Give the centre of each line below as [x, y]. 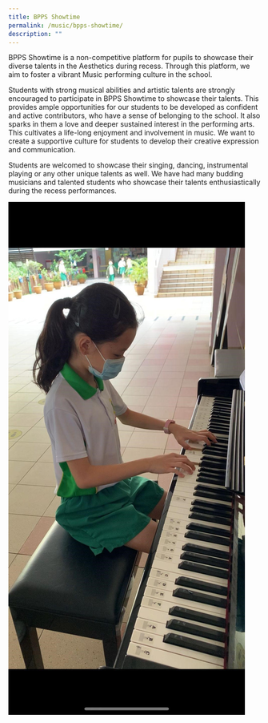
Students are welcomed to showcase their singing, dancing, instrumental [128, 165]
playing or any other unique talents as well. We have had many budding [126, 174]
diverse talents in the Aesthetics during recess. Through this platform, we [129, 66]
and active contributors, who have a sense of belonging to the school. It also [134, 115]
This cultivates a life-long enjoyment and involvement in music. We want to [132, 133]
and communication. [42, 150]
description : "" [35, 34]
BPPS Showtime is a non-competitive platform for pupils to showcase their [131, 58]
